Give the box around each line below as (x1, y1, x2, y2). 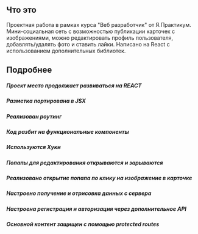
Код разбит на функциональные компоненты (6, 128, 129, 135)
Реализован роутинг (6, 112, 62, 120)
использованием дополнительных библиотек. (6, 47, 126, 54)
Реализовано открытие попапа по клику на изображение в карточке (6, 174, 193, 182)
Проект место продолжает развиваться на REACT (6, 82, 142, 89)
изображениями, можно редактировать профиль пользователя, (6, 34, 174, 42)
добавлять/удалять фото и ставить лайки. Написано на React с (6, 40, 171, 48)
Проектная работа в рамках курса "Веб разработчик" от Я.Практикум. (6, 21, 191, 28)
